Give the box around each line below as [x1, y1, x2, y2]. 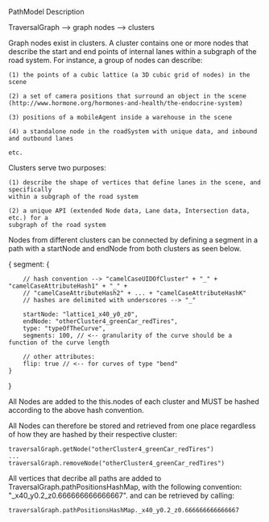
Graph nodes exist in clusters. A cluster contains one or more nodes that [8, 38, 249, 48]
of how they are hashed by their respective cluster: [8, 430, 178, 439]
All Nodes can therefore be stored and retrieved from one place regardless [8, 421, 256, 431]
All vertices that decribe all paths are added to [8, 474, 162, 483]
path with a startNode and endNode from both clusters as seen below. [8, 244, 242, 253]
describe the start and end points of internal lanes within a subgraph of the [8, 47, 257, 56]
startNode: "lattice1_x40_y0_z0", [23, 310, 139, 318]
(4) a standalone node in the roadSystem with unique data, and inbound [8, 128, 258, 136]
